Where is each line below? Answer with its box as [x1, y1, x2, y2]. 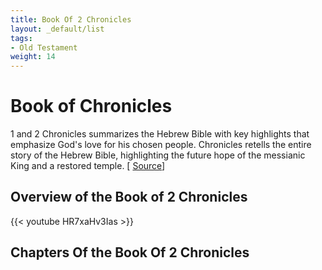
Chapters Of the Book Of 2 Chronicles [10, 244, 250, 261]
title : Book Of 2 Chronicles [10, 14, 132, 25]
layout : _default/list [10, 24, 105, 34]
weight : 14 [10, 52, 56, 62]
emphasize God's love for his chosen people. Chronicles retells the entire [10, 139, 312, 151]
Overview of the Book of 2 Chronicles [10, 189, 248, 206]
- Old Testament [10, 42, 78, 53]
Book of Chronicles [10, 95, 173, 118]
